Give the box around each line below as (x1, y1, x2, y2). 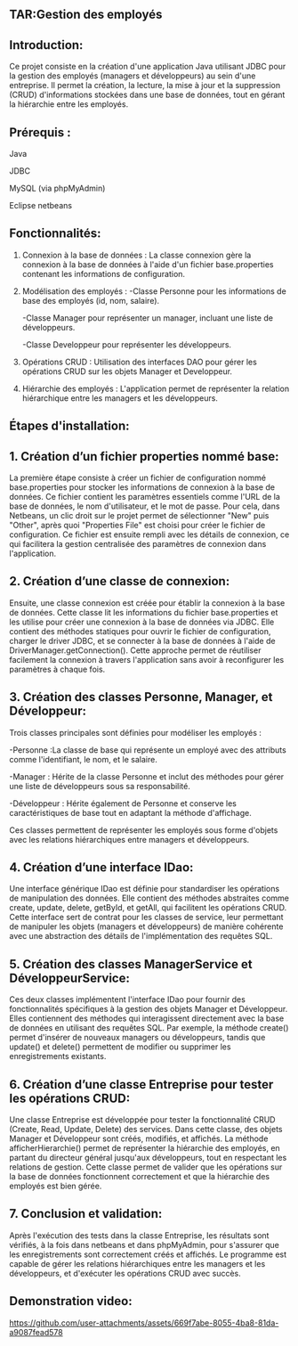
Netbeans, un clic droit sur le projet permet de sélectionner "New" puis (9, 510, 270, 521)
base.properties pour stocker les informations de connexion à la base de (9, 482, 276, 493)
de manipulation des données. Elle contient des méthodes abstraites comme (9, 893, 290, 903)
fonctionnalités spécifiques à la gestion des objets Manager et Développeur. (9, 1004, 288, 1015)
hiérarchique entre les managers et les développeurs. (21, 392, 218, 404)
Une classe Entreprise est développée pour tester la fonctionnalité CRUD (9, 1114, 276, 1125)
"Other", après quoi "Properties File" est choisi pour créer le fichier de (9, 520, 266, 531)
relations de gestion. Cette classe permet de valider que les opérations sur (9, 1162, 283, 1172)
